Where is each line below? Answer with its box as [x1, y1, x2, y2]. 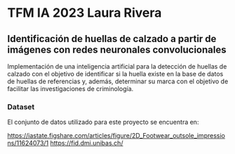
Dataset [7, 101, 35, 111]
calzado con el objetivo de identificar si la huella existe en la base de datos [7, 70, 224, 78]
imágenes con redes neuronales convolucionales [7, 43, 227, 55]
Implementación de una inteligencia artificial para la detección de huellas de [7, 62, 227, 71]
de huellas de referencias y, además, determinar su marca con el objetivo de [7, 77, 229, 85]
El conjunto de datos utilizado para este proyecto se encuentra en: [7, 118, 199, 127]
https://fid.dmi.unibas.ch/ [50, 139, 123, 148]
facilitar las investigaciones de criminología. [7, 85, 134, 92]
